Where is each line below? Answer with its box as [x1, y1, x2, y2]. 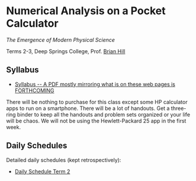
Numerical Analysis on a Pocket [6, 4, 166, 18]
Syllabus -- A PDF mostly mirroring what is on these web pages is [14, 80, 176, 88]
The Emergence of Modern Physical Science [6, 36, 115, 43]
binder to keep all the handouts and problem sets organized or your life [17, 111, 191, 118]
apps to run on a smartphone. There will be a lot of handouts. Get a [6, 105, 170, 112]
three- [171, 105, 187, 112]
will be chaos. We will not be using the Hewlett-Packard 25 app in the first [6, 117, 187, 124]
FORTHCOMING [14, 87, 54, 94]
